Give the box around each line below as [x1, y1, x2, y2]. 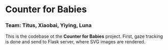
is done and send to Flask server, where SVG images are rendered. [5, 39, 146, 45]
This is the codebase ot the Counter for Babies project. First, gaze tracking [5, 33, 163, 39]
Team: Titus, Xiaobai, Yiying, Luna [5, 22, 92, 29]
